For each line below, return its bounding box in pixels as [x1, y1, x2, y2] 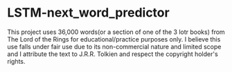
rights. [7, 57, 26, 65]
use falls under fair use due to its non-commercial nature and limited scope [7, 42, 222, 51]
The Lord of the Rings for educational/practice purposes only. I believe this [7, 35, 221, 43]
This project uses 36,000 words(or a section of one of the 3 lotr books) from [7, 28, 225, 36]
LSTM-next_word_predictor [7, 5, 170, 21]
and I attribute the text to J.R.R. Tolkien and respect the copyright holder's [7, 50, 218, 58]
